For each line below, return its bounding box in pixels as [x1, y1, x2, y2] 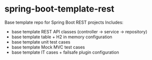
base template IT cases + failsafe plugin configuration [11, 49, 119, 55]
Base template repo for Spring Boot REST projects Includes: [4, 19, 124, 25]
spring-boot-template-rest [4, 3, 115, 15]
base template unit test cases [11, 39, 71, 45]
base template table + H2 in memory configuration [11, 34, 112, 40]
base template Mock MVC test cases [11, 44, 85, 50]
